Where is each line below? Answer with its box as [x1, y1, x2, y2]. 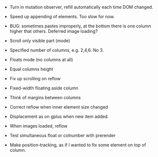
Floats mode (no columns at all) [9, 57, 73, 63]
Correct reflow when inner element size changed [9, 104, 108, 110]
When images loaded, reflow [9, 123, 68, 129]
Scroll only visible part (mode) [9, 38, 70, 44]
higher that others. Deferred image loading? [9, 28, 98, 34]
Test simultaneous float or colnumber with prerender [9, 133, 116, 138]
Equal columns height [9, 66, 54, 72]
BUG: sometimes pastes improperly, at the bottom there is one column [9, 23, 151, 29]
